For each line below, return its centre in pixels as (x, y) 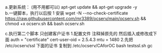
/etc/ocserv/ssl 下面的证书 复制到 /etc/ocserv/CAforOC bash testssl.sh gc (79, 46)
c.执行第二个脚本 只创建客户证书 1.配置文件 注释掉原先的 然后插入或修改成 (79, 33)
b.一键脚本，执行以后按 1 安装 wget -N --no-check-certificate (67, 13)
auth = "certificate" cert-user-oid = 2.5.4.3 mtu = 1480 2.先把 (72, 40)
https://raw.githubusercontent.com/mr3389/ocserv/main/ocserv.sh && (76, 19)
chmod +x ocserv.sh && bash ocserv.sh (45, 24)
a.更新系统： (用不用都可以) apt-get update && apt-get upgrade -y (71, 7)
